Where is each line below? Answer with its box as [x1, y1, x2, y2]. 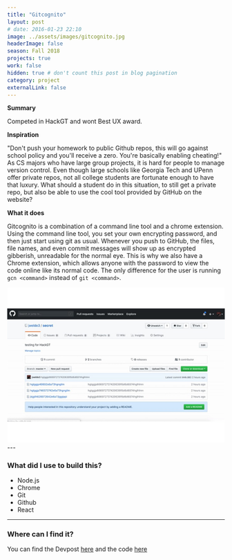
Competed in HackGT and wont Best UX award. [7, 118, 143, 126]
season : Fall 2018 [7, 48, 60, 55]
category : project [7, 77, 60, 84]
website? [7, 196, 33, 204]
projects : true [7, 55, 51, 62]
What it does [7, 209, 45, 217]
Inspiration [7, 131, 39, 139]
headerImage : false [7, 40, 64, 48]
